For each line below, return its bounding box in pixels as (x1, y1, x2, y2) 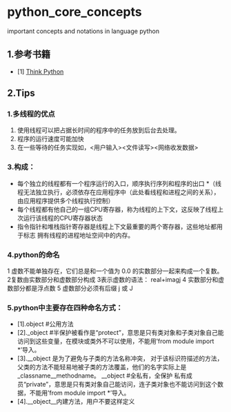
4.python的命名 (7, 249, 60, 259)
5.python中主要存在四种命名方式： (7, 302, 123, 312)
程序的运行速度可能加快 (17, 135, 84, 143)
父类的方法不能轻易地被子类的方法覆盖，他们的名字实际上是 (17, 363, 187, 371)
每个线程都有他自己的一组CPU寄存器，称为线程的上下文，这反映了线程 (17, 205, 218, 214)
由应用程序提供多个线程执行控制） (17, 196, 114, 205)
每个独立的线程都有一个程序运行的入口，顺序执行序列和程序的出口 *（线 (17, 179, 222, 187)
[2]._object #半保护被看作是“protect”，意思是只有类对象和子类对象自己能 (17, 329, 224, 337)
